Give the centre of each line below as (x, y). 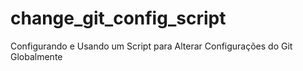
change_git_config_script (118, 18)
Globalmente (36, 56)
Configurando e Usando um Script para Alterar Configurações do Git (151, 46)
